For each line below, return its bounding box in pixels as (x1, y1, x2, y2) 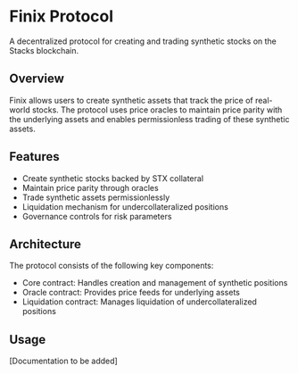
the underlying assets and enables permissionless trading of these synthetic (9, 113, 290, 124)
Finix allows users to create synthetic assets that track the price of (9, 95, 254, 105)
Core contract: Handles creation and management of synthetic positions (21, 278, 288, 288)
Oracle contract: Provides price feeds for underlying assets (21, 287, 241, 298)
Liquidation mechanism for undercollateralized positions (21, 201, 229, 212)
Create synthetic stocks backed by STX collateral (21, 172, 203, 184)
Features (9, 149, 60, 164)
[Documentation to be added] (9, 355, 118, 367)
